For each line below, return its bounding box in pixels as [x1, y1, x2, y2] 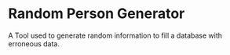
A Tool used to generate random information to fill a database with [8, 31, 222, 40]
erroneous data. [8, 38, 60, 48]
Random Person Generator [8, 5, 185, 23]
